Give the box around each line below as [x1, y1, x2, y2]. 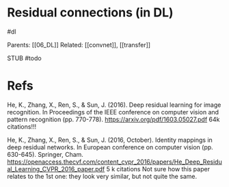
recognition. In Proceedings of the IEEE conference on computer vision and [7, 108, 219, 116]
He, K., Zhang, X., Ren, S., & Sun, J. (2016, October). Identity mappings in [7, 136, 213, 144]
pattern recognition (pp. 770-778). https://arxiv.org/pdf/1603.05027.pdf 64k [7, 115, 220, 123]
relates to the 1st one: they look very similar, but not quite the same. [7, 172, 197, 180]
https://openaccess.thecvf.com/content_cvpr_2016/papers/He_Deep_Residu [7, 158, 222, 166]
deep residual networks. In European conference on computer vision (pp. [7, 142, 213, 151]
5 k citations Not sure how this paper [106, 164, 211, 173]
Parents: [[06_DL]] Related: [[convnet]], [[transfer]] [7, 40, 151, 49]
